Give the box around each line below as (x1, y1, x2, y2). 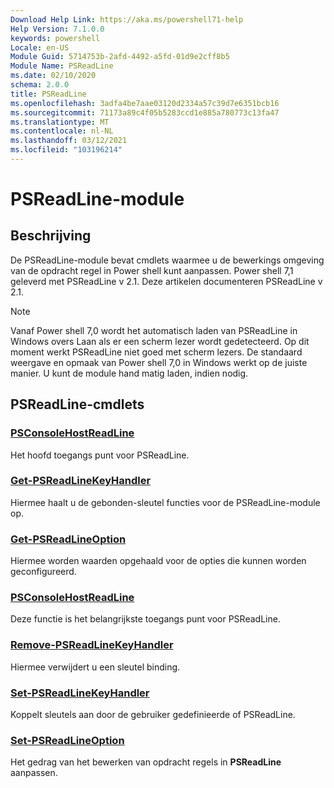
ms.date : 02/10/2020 (10, 71, 97, 81)
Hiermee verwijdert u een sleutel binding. (10, 661, 181, 673)
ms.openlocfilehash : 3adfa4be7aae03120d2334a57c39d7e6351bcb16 (10, 98, 280, 108)
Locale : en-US (10, 42, 70, 53)
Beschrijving (10, 227, 92, 245)
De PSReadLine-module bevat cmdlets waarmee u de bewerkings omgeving (10, 254, 325, 266)
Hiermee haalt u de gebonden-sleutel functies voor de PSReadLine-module (10, 496, 321, 508)
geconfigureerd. (10, 566, 77, 578)
